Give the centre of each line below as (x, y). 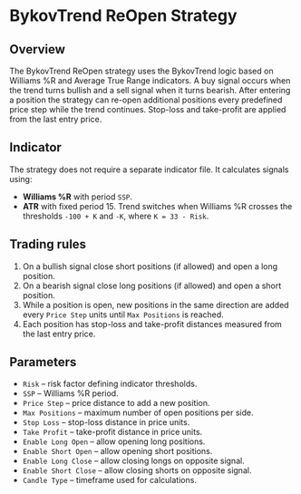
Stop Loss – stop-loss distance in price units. (106, 422)
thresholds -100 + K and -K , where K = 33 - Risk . (116, 216)
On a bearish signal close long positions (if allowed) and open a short (152, 286)
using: (21, 179)
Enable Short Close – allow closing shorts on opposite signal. (137, 470)
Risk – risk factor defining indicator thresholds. (110, 384)
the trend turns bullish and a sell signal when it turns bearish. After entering (150, 90)
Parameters (43, 362)
